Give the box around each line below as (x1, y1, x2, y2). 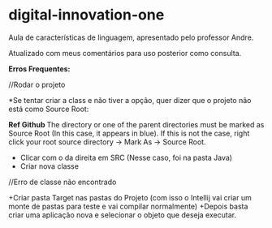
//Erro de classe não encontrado (8, 177, 117, 187)
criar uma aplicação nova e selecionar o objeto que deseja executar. (8, 209, 237, 220)
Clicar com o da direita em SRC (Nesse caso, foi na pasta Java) (19, 153, 233, 162)
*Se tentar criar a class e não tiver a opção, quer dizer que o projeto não (8, 95, 252, 105)
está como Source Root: (8, 104, 89, 114)
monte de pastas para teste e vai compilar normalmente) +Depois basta (8, 201, 248, 211)
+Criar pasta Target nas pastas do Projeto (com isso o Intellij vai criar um (8, 192, 252, 202)
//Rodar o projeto (8, 80, 66, 89)
